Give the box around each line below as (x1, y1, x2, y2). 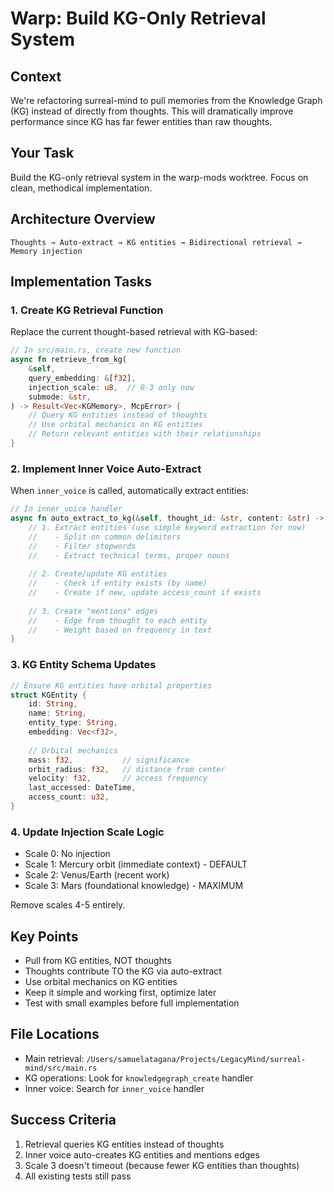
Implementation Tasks (10, 273, 152, 291)
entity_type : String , (28, 718, 118, 728)
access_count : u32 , (28, 792, 110, 802)
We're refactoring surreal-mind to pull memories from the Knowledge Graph (10, 95, 323, 106)
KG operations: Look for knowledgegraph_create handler (24, 1072, 254, 1084)
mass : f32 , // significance (28, 755, 190, 765)
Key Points (10, 928, 79, 945)
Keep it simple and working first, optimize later (24, 987, 217, 999)
